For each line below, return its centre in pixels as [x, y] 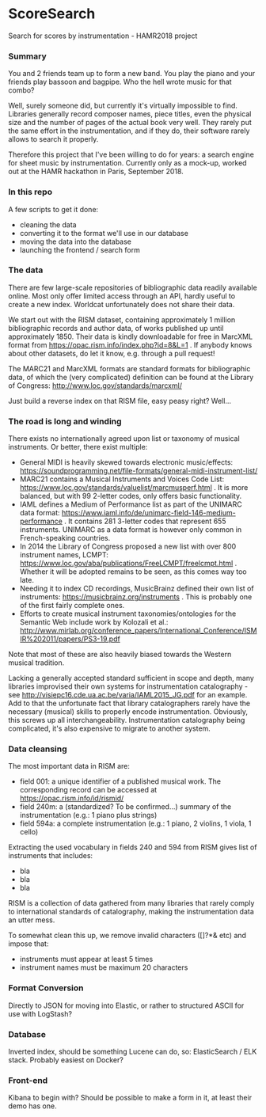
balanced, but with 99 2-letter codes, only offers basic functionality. [131, 496]
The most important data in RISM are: [69, 766]
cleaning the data [48, 224]
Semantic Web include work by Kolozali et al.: [94, 622]
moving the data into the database [76, 241]
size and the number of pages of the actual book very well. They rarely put [130, 123]
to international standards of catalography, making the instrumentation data [131, 912]
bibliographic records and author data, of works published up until [116, 328]
